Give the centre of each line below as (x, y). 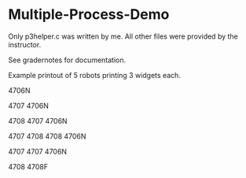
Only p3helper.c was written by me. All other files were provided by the (123, 36)
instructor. (25, 44)
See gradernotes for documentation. (67, 60)
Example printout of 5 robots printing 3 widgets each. (94, 75)
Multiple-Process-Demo (89, 15)
